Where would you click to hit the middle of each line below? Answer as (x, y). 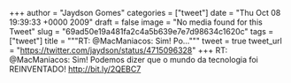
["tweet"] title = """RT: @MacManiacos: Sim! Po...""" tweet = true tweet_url (146, 41)
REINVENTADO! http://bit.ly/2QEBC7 (75, 69)
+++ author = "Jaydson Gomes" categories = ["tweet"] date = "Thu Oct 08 (145, 13)
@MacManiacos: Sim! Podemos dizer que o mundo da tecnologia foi (134, 60)
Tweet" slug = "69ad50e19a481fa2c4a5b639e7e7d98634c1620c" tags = (142, 31)
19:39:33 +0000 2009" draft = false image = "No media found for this (136, 22)
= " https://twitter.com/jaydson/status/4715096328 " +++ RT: (119, 50)
